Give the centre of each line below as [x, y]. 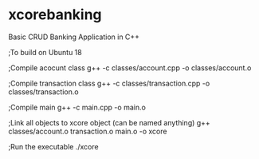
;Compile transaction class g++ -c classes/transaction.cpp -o [109, 83]
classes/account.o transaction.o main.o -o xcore [88, 131]
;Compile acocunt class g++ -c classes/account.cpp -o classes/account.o [130, 68]
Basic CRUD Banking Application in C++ [74, 37]
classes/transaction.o [43, 91]
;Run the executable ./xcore [53, 146]
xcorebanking [55, 15]
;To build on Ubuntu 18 [45, 52]
